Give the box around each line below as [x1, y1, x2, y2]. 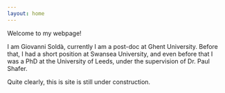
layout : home [7, 10, 45, 17]
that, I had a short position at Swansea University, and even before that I [7, 50, 213, 58]
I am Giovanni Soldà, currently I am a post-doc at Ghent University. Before [7, 42, 218, 50]
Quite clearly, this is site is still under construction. [7, 77, 151, 86]
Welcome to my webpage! [7, 29, 82, 37]
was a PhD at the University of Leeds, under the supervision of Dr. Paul [7, 56, 210, 65]
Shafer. [7, 64, 28, 72]
